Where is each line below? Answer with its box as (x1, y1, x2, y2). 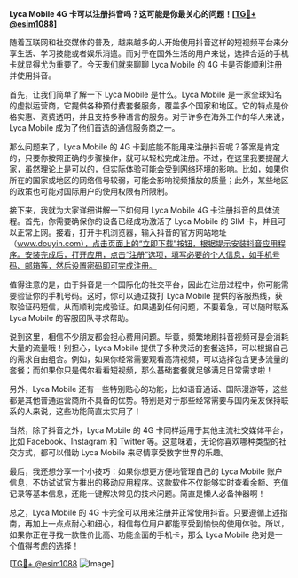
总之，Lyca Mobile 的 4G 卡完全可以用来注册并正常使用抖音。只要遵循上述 (9, 507, 281, 518)
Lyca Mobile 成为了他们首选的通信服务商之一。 (9, 123, 180, 132)
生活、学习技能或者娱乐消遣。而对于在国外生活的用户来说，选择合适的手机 (16, 48, 289, 59)
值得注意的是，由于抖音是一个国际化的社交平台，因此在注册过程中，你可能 (9, 279, 281, 290)
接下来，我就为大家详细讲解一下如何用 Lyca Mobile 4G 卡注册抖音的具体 (9, 205, 273, 215)
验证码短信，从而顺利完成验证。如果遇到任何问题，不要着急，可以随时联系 (16, 301, 289, 312)
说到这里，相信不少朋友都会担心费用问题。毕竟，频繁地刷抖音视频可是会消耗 (9, 332, 289, 341)
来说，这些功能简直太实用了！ (32, 406, 142, 416)
